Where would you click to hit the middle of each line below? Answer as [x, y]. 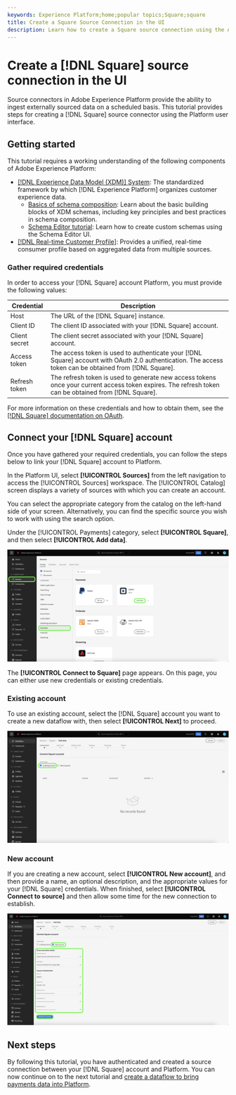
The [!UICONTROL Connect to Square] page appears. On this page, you [112, 673]
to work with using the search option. [61, 519]
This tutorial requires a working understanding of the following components [117, 161]
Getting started [41, 144]
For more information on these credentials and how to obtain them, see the [116, 408]
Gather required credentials [55, 268]
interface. [21, 122]
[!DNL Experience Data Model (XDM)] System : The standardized [111, 182]
